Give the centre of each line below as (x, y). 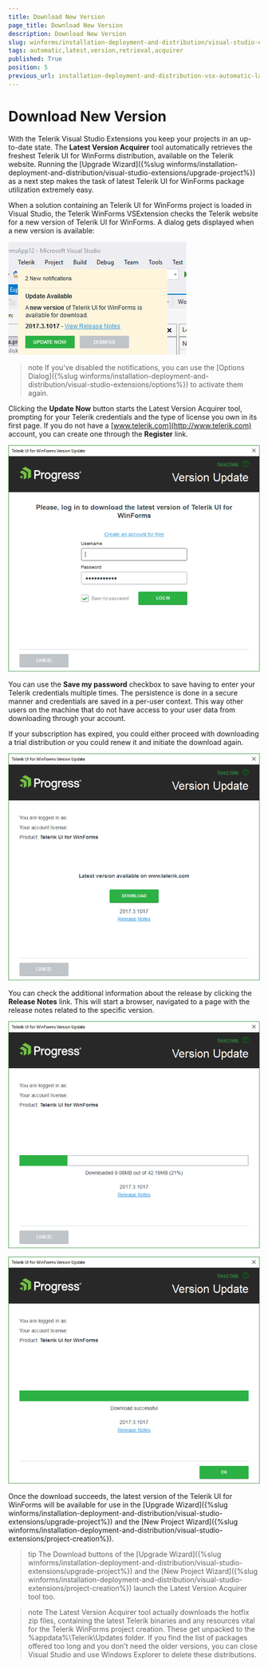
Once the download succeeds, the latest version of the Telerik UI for (120, 1496)
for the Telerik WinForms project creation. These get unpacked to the (141, 1629)
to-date (21, 147)
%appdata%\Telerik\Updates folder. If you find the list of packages (138, 1637)
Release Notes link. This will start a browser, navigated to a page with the (129, 1002)
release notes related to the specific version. (81, 1010)
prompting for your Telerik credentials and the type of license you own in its (133, 416)
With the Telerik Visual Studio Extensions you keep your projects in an (123, 138)
